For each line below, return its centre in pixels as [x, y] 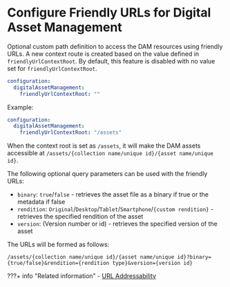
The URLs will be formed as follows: [58, 245]
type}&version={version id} [153, 264]
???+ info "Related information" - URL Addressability [82, 276]
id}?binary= [194, 257]
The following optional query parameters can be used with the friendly [107, 174]
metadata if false [41, 202]
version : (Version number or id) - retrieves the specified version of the [117, 224]
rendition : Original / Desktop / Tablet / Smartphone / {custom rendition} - [115, 209]
